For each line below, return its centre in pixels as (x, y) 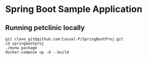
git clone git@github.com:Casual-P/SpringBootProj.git (64, 39)
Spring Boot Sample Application (74, 9)
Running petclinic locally (45, 28)
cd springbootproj (25, 43)
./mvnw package (21, 48)
